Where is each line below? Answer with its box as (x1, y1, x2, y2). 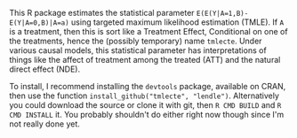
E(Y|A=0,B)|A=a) (9, 19, 69, 27)
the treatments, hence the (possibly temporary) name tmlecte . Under (9, 35, 262, 46)
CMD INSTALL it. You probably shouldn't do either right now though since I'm (9, 110, 285, 119)
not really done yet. (9, 119, 80, 129)
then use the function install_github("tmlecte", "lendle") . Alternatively (9, 90, 280, 101)
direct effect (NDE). (9, 64, 81, 74)
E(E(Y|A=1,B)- (196, 9, 249, 18)
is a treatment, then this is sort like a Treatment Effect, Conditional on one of (9, 27, 288, 36)
